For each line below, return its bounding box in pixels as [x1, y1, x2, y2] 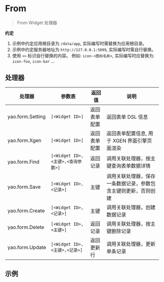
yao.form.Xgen [7, 137, 41, 144]
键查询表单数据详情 [106, 162, 151, 169]
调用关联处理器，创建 [106, 204, 156, 211]
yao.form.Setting [7, 113, 46, 120]
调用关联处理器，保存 [106, 173, 156, 179]
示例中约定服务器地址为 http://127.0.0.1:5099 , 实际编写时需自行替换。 [12, 46, 156, 52]
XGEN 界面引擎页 [112, 137, 152, 144]
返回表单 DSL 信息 [106, 113, 148, 120]
